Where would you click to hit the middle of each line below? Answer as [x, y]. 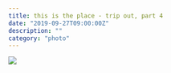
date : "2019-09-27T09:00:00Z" [59, 23]
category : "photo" [39, 38]
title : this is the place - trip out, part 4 [85, 16]
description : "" [35, 30]
